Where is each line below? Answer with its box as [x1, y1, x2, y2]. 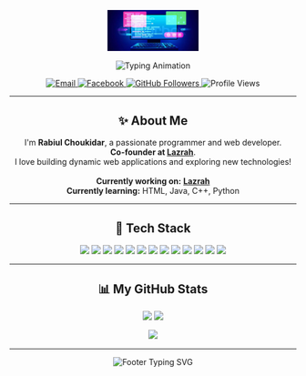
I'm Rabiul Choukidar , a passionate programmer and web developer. [24, 137, 282, 148]
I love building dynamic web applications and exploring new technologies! [15, 157, 291, 168]
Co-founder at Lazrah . [110, 147, 196, 158]
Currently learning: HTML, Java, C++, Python [66, 186, 240, 197]
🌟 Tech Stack [115, 220, 191, 236]
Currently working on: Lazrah [96, 176, 210, 187]
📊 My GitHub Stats [97, 281, 209, 297]
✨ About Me [117, 113, 189, 128]
